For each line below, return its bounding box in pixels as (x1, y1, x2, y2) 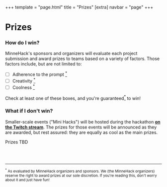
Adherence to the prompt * (12, 70, 67, 77)
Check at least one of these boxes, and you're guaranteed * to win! (5, 94, 141, 101)
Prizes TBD (5, 139, 28, 145)
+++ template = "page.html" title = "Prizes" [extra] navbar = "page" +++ (5, 4, 154, 10)
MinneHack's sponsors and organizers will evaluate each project (5, 51, 138, 57)
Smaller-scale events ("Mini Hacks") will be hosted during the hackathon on (5, 119, 161, 125)
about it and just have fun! (5, 178, 50, 183)
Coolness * (12, 83, 35, 90)
